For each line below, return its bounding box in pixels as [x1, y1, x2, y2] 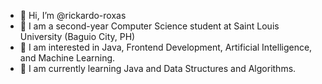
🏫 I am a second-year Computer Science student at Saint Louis [19, 20, 280, 32]
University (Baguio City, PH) [19, 31, 136, 42]
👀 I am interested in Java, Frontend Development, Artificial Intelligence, [19, 41, 313, 53]
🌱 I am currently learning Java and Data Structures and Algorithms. [19, 63, 297, 74]
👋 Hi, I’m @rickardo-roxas [19, 10, 127, 21]
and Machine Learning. [19, 52, 116, 64]
